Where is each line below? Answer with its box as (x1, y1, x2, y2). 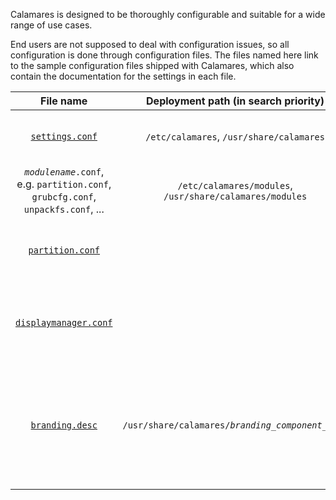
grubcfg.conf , (31, 190, 97, 203)
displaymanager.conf (15, 317, 113, 328)
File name (40, 94, 88, 108)
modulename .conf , (24, 165, 105, 178)
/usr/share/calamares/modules (163, 191, 308, 202)
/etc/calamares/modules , (177, 179, 293, 192)
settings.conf (30, 131, 98, 142)
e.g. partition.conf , (16, 177, 112, 191)
